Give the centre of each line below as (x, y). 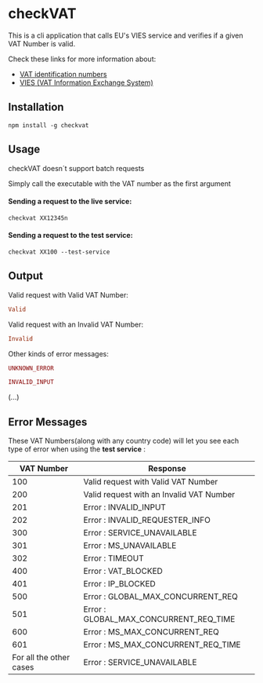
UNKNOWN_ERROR (31, 368)
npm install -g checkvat (49, 125)
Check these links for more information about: (82, 59)
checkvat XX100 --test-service (59, 252)
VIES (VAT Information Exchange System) (86, 82)
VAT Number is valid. (42, 43)
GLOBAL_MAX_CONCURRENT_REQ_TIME (159, 619)
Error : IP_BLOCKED (120, 584)
